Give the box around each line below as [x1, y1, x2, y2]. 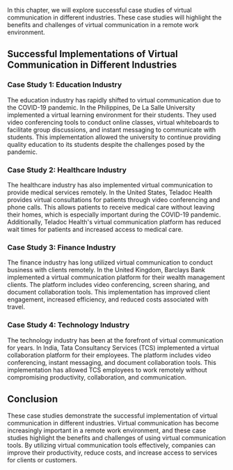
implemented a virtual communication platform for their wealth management [7, 273, 225, 281]
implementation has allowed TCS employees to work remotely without [7, 366, 207, 374]
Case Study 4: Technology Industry [7, 320, 130, 330]
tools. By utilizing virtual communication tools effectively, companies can [7, 441, 216, 450]
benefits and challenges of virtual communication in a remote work [7, 21, 199, 29]
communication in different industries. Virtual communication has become [7, 419, 219, 428]
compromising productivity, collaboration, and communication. [7, 373, 186, 382]
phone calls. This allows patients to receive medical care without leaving [7, 203, 215, 211]
